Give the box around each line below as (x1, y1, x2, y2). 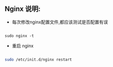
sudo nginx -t (4, 33, 34, 38)
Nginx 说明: (4, 4, 41, 13)
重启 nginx (11, 42, 33, 48)
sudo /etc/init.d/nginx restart (4, 57, 72, 62)
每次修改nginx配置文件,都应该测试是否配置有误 (11, 19, 108, 25)
